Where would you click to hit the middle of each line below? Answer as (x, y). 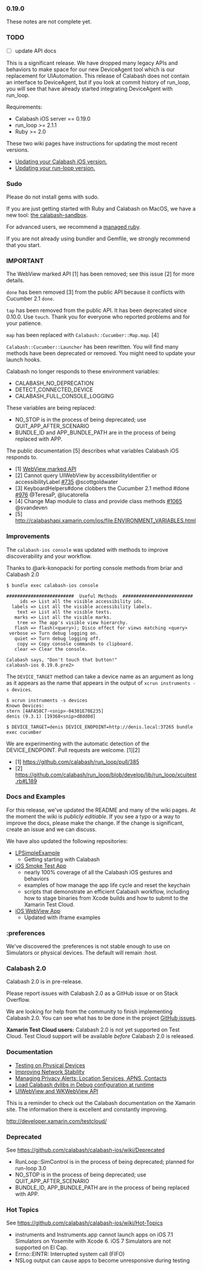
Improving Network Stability (50, 1071)
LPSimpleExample (37, 853)
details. (15, 280)
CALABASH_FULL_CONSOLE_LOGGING (64, 396)
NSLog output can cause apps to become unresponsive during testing (102, 1260)
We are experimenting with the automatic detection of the (78, 743)
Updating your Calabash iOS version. (61, 161)
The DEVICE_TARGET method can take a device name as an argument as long (100, 676)
